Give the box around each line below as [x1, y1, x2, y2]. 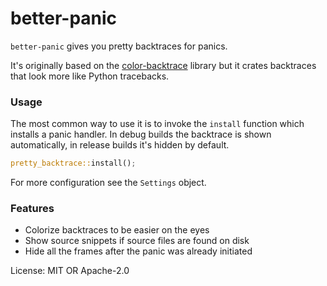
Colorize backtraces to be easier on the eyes [24, 224, 210, 236]
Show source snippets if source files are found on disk [24, 235, 250, 247]
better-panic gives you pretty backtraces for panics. [10, 40, 228, 52]
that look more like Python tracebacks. [10, 70, 170, 82]
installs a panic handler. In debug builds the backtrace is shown [10, 128, 272, 141]
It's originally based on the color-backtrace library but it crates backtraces [10, 59, 317, 71]
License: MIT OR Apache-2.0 [10, 265, 130, 277]
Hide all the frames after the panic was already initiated [24, 245, 253, 257]
